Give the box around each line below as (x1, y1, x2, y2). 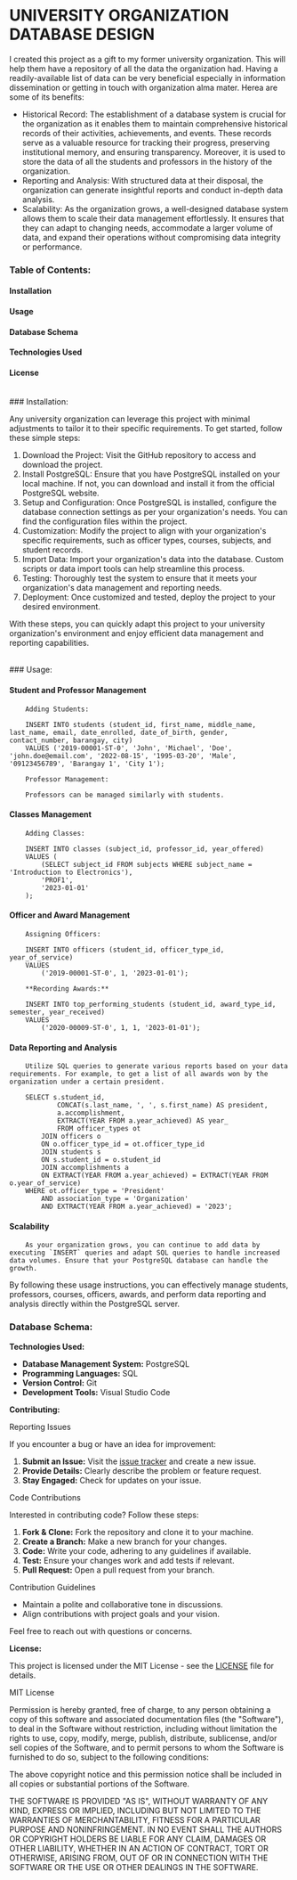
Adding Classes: (25, 829, 86, 838)
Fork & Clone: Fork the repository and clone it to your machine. (21, 1526, 254, 1537)
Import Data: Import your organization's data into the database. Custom (21, 554, 285, 565)
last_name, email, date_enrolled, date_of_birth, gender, (9, 728, 229, 737)
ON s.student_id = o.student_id (41, 1156, 162, 1165)
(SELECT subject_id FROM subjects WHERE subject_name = (41, 860, 253, 869)
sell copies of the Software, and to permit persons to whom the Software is (9, 1742, 285, 1753)
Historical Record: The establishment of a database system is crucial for (21, 109, 286, 119)
